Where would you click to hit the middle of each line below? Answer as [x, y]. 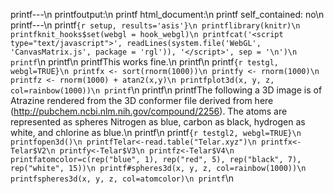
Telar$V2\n [33, 151]
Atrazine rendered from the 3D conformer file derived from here [142, 100]
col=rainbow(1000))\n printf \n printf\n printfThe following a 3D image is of [166, 90]
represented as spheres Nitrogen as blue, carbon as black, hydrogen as [158, 122]
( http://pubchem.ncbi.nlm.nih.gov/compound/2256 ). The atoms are [149, 111]
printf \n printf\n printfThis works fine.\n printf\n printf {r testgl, [144, 62]
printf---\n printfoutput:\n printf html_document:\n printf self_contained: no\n [167, 14]
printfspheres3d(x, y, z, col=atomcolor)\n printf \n [122, 178]
